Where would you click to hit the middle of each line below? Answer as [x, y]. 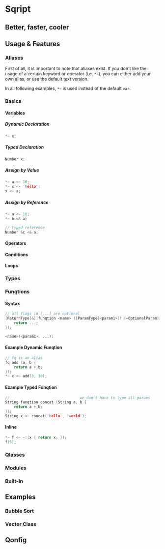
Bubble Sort [20, 511]
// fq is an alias [24, 358]
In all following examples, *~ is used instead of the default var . [68, 88]
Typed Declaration [25, 147]
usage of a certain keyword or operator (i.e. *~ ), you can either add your [78, 74]
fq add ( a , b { [21, 362]
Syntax [13, 303]
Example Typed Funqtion [31, 387]
